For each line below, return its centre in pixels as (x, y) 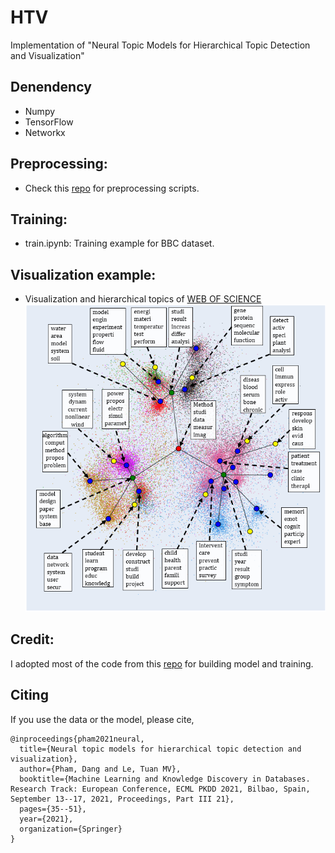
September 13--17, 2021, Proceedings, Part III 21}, (122, 799)
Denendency (51, 87)
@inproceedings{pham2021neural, (77, 739)
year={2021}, (46, 819)
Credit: (32, 639)
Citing (29, 695)
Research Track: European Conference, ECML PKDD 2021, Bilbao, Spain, (160, 789)
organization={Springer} (71, 829)
